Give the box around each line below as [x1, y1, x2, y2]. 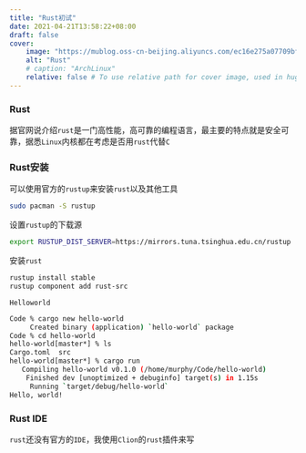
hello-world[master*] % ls [9, 339, 112, 349]
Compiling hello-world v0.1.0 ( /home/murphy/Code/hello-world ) [21, 365, 267, 375]
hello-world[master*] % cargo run [9, 356, 141, 365]
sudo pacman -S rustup [9, 201, 96, 211]
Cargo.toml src [9, 348, 71, 357]
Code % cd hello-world [9, 331, 96, 340]
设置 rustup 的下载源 [9, 220, 82, 231]
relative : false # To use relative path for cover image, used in [25, 73, 283, 82]
